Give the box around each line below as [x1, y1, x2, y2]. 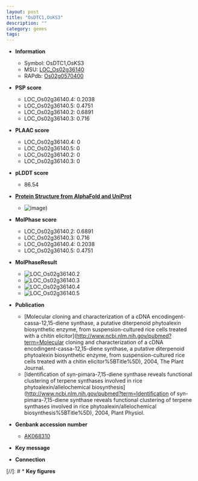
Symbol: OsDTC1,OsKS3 [24, 60, 85, 67]
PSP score [14, 84, 42, 91]
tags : [6, 31, 20, 37]
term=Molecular [24, 339, 65, 346]
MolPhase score [14, 216, 57, 223]
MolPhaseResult [14, 259, 57, 266]
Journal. [24, 365, 45, 372]
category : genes [6, 25, 47, 32]
